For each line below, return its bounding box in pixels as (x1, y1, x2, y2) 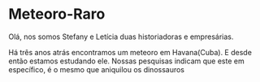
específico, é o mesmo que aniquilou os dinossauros (8, 64, 185, 74)
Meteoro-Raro (8, 5, 106, 24)
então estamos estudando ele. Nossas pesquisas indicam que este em (8, 56, 245, 66)
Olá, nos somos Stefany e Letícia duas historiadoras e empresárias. (8, 32, 234, 41)
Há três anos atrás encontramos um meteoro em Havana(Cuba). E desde (8, 47, 252, 57)
